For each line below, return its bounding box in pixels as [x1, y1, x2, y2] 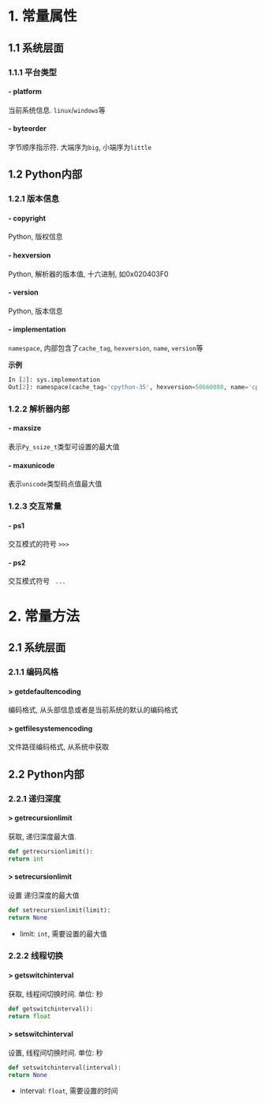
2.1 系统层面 [8, 641, 66, 655]
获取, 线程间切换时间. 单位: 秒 [8, 989, 103, 999]
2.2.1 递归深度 [8, 793, 62, 804]
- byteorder [8, 124, 47, 133]
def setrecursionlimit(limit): [8, 906, 111, 914]
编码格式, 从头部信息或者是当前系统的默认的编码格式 [8, 705, 178, 715]
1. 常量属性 [8, 7, 77, 25]
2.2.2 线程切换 [8, 951, 64, 962]
